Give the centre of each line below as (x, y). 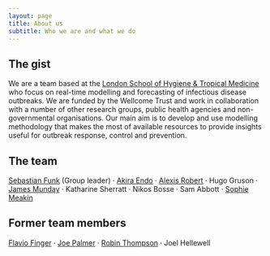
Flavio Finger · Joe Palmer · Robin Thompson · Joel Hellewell (109, 243)
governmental (32, 118)
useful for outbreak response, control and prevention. (98, 136)
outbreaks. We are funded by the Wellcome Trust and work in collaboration (134, 101)
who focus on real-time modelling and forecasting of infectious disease (128, 92)
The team (33, 161)
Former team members (67, 223)
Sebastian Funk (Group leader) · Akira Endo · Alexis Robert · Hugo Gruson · (133, 180)
